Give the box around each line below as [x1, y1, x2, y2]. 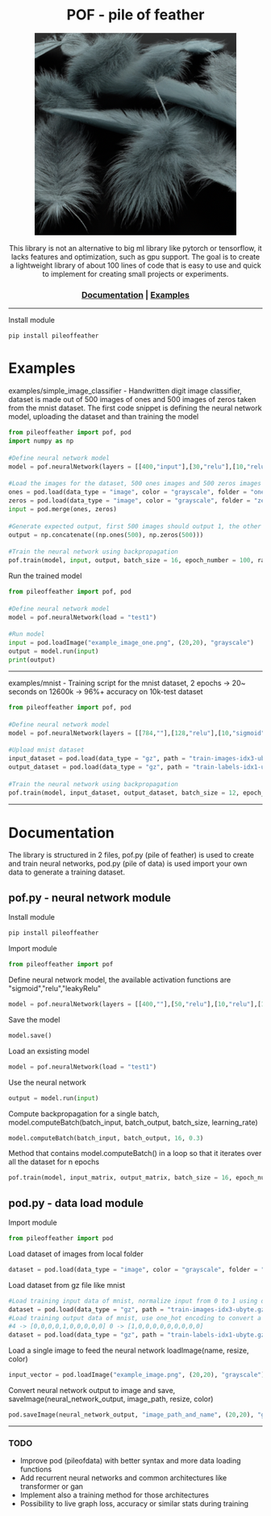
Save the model [8, 1014, 60, 1024]
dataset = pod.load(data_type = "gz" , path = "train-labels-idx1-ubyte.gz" [8, 1331, 269, 1340]
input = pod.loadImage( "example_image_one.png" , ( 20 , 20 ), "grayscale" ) [8, 639, 254, 647]
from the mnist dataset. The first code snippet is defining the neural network [8, 403, 262, 413]
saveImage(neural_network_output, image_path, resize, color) [8, 1394, 214, 1404]
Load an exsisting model [8, 1046, 90, 1056]
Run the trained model [8, 571, 82, 581]
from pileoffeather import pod [8, 1234, 114, 1243]
